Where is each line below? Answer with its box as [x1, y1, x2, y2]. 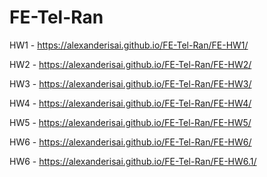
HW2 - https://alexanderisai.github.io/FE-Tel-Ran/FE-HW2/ [9, 58, 252, 70]
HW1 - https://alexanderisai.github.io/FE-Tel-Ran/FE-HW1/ [9, 39, 249, 51]
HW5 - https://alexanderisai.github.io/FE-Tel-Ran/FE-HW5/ [9, 116, 252, 128]
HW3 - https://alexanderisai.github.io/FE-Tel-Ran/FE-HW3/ [9, 77, 252, 90]
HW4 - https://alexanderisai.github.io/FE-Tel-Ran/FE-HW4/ [9, 97, 252, 109]
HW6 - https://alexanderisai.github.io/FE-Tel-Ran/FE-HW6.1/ [9, 155, 257, 167]
